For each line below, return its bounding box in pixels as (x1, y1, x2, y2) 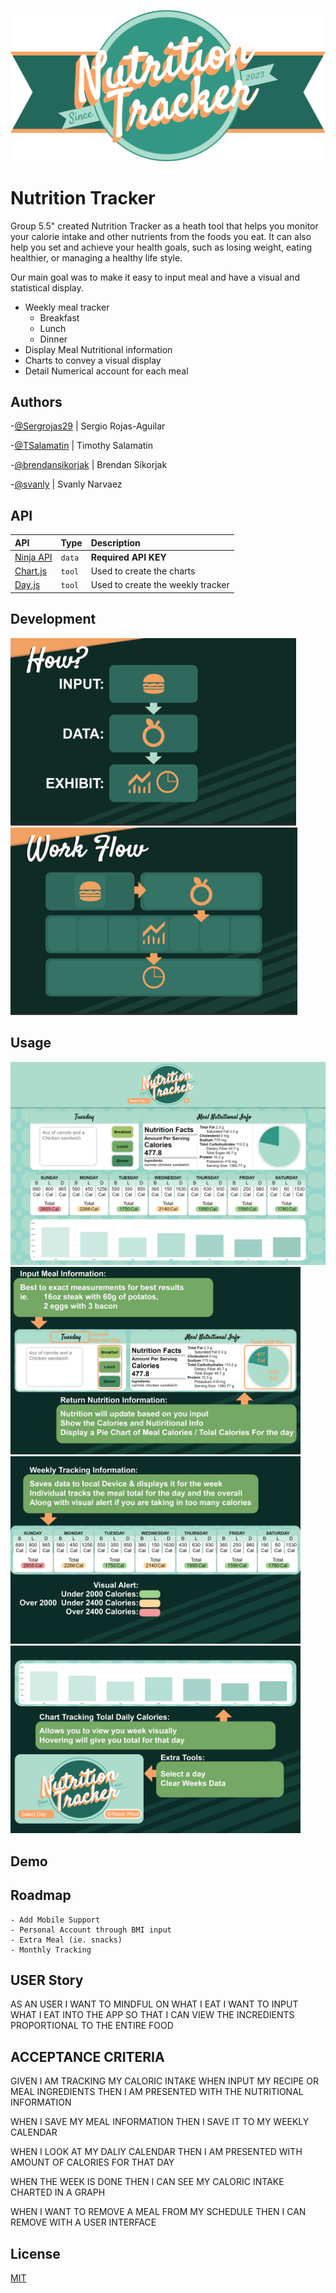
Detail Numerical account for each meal (24, 365, 189, 377)
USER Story (10, 1972, 84, 1989)
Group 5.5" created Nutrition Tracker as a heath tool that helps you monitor (10, 220, 319, 232)
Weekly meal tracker (24, 301, 110, 313)
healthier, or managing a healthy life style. (10, 251, 183, 264)
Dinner (39, 333, 68, 345)
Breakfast (39, 311, 80, 324)
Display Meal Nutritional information (24, 343, 173, 355)
